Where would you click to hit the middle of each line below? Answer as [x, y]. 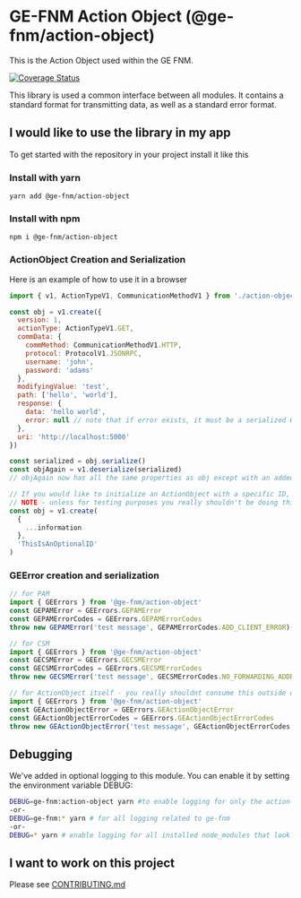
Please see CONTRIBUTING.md [68, 885]
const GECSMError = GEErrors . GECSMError [86, 661]
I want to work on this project [92, 863]
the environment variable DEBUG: [71, 785]
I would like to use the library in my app [120, 133]
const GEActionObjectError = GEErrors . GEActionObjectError [122, 710]
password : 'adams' [60, 370]
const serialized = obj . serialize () [77, 462]
